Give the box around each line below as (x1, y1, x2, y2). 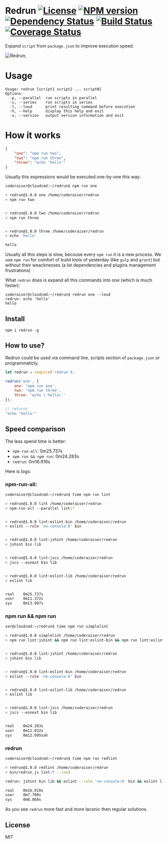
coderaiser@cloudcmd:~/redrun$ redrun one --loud (5, 292, 111, 298)
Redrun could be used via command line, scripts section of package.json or (5, 355, 160, 361)
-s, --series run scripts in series (9, 100, 93, 105)
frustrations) (5, 267, 31, 273)
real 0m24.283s (5, 724, 43, 729)
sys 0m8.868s (5, 797, 41, 802)
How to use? (5, 341, 45, 350)
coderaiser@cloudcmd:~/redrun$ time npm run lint (5, 492, 111, 497)
